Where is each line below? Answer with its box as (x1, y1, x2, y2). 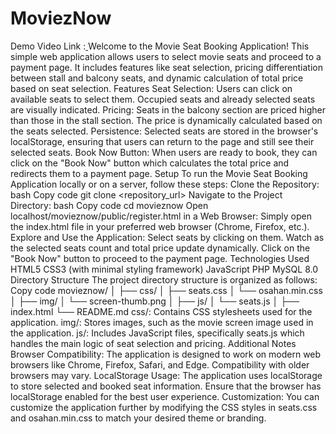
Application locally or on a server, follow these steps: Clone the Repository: (10, 178, 320, 190)
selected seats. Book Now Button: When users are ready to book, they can (10, 146, 318, 158)
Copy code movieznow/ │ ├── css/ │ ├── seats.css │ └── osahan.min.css (10, 284, 323, 296)
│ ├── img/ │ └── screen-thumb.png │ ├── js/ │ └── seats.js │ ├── (10, 295, 300, 307)
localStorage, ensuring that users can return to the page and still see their (10, 135, 315, 147)
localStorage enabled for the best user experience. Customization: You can (10, 390, 320, 402)
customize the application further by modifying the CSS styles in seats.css (10, 401, 318, 413)
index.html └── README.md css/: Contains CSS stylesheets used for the (10, 305, 313, 317)
